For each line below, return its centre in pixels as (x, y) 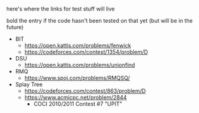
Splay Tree (29, 84)
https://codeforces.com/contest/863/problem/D (85, 91)
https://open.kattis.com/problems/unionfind (80, 65)
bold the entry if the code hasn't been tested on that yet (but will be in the (99, 20)
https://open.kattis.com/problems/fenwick (78, 46)
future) (15, 27)
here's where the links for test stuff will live (61, 9)
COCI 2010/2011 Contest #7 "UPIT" (78, 104)
